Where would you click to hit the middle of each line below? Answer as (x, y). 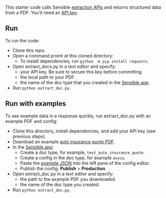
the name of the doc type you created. (60, 184)
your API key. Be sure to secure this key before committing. (81, 72)
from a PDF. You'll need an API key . (42, 13)
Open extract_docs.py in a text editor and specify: (64, 66)
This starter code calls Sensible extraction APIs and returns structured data (83, 7)
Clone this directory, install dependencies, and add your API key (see (84, 131)
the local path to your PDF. (48, 77)
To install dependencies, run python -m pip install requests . (85, 61)
